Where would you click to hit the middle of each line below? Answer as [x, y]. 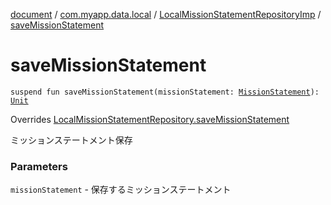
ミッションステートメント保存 [71, 140]
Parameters [39, 166]
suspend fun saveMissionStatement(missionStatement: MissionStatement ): [165, 92]
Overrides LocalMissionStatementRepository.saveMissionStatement [150, 119]
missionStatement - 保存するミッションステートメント [121, 190]
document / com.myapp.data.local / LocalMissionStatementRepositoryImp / [166, 14]
